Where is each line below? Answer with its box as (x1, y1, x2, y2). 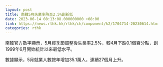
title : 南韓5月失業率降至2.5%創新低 (5, 12, 73, 17)
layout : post (5, 7, 32, 12)
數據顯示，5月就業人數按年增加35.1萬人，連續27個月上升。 (5, 57, 126, 63)
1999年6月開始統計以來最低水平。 (5, 46, 75, 52)
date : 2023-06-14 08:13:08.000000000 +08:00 (5, 16, 99, 21)
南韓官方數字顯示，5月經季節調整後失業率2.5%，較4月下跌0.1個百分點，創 (5, 40, 158, 46)
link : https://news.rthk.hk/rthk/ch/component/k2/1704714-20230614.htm (5, 21, 157, 26)
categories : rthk (5, 26, 41, 31)
